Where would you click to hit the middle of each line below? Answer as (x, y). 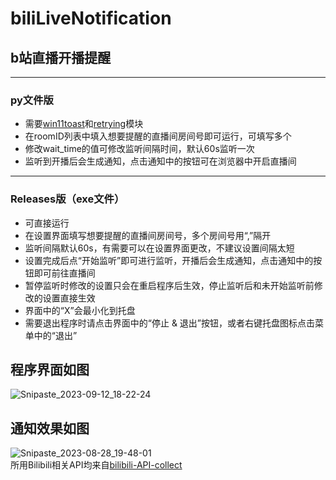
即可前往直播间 (64, 273)
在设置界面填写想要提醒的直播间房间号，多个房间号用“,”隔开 (148, 235)
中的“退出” (55, 335)
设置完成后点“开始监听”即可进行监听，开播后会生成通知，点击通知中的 (169, 260)
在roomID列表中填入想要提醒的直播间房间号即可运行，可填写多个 (158, 136)
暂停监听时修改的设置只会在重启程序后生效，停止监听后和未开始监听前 (169, 285)
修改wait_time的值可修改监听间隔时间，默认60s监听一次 (139, 149)
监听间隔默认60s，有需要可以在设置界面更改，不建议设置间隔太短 (159, 248)
